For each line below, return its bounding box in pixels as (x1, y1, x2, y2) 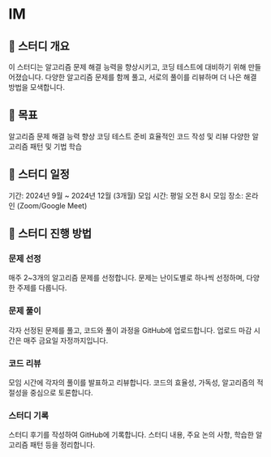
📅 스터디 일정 (8, 168, 71, 182)
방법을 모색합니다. (8, 83, 66, 92)
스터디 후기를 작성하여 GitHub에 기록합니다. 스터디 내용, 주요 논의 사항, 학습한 (8, 430, 254, 440)
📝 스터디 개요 (8, 39, 71, 53)
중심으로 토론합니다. (29, 387, 93, 397)
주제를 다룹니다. (16, 283, 67, 293)
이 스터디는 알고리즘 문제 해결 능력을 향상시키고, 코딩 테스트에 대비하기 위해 (8, 62, 247, 71)
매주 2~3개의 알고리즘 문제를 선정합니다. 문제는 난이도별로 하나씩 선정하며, (8, 273, 245, 283)
